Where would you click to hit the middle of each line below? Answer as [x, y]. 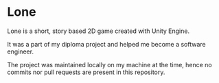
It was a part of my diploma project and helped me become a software [106, 44]
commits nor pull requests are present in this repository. [86, 72]
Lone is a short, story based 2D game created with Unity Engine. [99, 31]
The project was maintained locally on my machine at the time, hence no [110, 64]
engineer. [21, 51]
